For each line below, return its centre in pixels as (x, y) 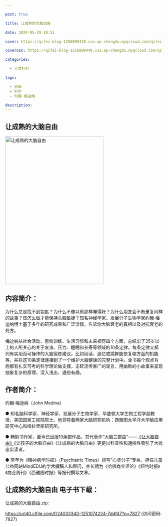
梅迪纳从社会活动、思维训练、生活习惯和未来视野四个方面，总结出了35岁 (80, 341)
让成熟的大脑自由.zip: (27, 503)
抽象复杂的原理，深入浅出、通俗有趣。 (44, 372)
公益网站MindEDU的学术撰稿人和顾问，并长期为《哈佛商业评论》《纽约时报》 (83, 466)
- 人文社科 (19, 69)
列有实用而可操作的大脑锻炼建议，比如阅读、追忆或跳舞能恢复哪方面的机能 (82, 353)
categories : (17, 60)
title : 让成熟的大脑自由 (28, 23)
